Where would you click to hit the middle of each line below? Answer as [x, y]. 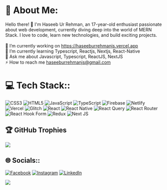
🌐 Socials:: [23, 160]
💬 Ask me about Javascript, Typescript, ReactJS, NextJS [64, 56]
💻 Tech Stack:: [38, 86]
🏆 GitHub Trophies [36, 130]
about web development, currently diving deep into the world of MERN [79, 29]
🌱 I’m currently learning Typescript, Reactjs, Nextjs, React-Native [73, 51]
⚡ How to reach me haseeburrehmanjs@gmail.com [58, 62]
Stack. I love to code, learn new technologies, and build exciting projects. [81, 35]
